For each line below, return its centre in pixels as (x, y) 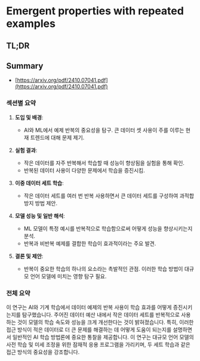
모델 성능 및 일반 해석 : (40, 215)
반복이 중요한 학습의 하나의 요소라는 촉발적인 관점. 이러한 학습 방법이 (103, 269)
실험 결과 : (26, 150)
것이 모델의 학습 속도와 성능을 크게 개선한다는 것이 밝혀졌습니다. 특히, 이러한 (105, 322)
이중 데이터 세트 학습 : (39, 183)
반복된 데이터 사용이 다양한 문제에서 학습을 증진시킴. (84, 170)
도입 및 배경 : (29, 117)
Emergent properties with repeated (95, 11)
